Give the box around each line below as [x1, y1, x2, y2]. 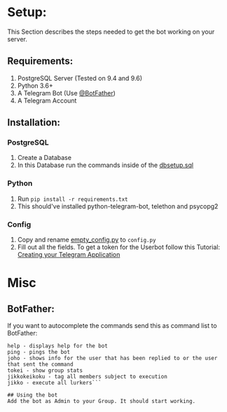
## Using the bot [7, 392, 58, 399]
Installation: [7, 117, 61, 128]
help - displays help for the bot [7, 343, 109, 350]
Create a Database [17, 154, 72, 162]
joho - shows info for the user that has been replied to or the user [7, 355, 218, 362]
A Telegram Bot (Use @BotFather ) [17, 88, 116, 97]
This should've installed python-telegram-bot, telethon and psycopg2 [17, 201, 219, 211]
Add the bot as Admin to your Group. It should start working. [7, 398, 196, 405]
